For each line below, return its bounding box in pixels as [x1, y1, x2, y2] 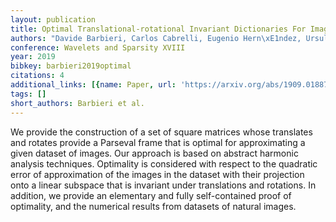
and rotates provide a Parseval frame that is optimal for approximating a [10, 136, 306, 148]
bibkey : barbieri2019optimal [10, 61, 132, 71]
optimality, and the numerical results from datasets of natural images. [10, 200, 297, 212]
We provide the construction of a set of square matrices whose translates [10, 126, 313, 138]
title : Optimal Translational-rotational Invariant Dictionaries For [10, 24, 307, 34]
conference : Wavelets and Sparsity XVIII [10, 42, 186, 53]
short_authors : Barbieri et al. [10, 98, 145, 108]
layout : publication [10, 14, 97, 25]
